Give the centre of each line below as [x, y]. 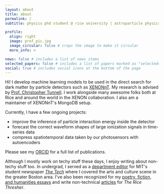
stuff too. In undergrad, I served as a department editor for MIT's [82, 167]
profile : [14, 32]
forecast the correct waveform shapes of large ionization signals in [79, 127]
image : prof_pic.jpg [30, 41]
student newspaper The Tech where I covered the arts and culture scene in [81, 172]
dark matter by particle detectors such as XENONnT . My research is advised [82, 87]
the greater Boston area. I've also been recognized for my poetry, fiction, [78, 177]
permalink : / [18, 19]
